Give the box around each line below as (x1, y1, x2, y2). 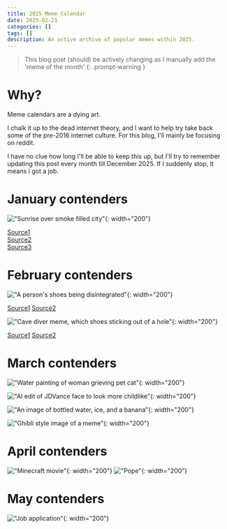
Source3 (7, 243, 32, 251)
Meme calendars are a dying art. (7, 110, 101, 119)
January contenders (7, 191, 128, 207)
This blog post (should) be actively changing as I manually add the (24, 55, 216, 64)
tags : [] (7, 29, 33, 37)
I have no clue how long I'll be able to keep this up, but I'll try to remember (7, 152, 221, 161)
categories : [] (7, 23, 52, 30)
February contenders (7, 267, 133, 283)
